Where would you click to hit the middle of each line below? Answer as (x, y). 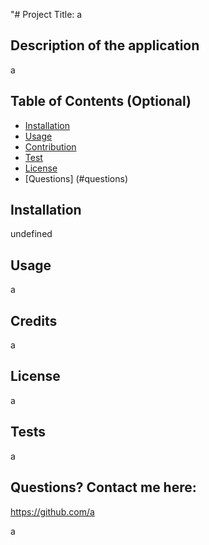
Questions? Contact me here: (103, 487)
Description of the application (105, 45)
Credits (34, 320)
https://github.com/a (52, 511)
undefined (31, 234)
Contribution (50, 146)
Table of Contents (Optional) (101, 101)
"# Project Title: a (46, 14)
